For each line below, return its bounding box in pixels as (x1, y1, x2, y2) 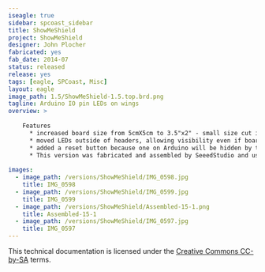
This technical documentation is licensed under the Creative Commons (8, 247, 239, 255)
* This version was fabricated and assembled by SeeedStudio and (28, 151, 248, 159)
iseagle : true (8, 11, 55, 20)
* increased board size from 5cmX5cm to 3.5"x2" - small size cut (28, 129, 252, 137)
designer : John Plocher (8, 41, 87, 49)
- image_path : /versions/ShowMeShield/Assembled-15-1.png (15, 202, 211, 210)
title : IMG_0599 (22, 195, 77, 203)
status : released (8, 63, 65, 71)
